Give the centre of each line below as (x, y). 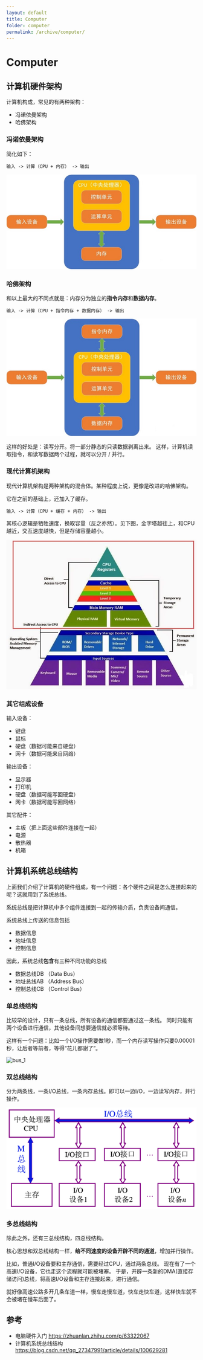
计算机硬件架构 (34, 86)
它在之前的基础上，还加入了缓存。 (49, 498)
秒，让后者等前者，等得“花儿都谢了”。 (54, 1048)
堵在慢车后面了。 (38, 1300)
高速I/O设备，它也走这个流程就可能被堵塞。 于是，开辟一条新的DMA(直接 (97, 1271)
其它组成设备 (25, 704)
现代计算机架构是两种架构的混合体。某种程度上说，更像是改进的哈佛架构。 (99, 486)
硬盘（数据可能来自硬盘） (47, 746)
